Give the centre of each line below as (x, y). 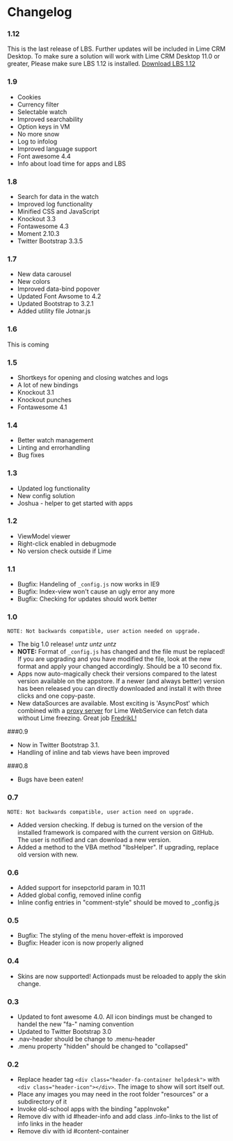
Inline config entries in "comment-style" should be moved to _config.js (118, 902)
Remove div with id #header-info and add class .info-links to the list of (118, 1117)
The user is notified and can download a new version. (94, 840)
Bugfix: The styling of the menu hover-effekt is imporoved (100, 936)
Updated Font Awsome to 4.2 (59, 296)
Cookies (29, 97)
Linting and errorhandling (54, 448)
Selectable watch (42, 111)
